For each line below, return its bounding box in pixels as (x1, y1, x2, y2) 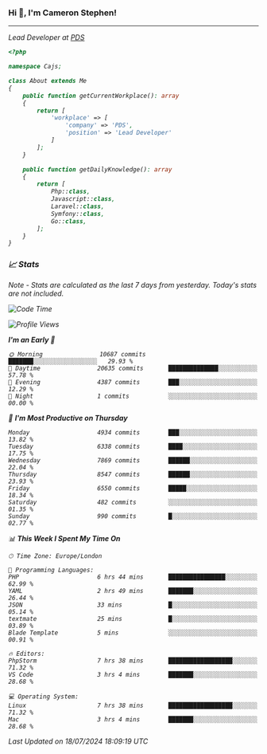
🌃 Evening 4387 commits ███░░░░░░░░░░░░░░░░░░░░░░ (8, 378, 258, 386)
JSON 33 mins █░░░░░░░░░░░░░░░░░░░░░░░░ (8, 601, 258, 609)
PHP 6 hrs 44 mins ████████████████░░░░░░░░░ (8, 573, 258, 581)
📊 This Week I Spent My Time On (8, 533, 121, 543)
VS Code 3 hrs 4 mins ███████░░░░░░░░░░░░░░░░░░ (8, 670, 258, 678)
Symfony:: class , (50, 210, 105, 218)
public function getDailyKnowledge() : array (22, 165, 172, 174)
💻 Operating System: (8, 693, 79, 701)
